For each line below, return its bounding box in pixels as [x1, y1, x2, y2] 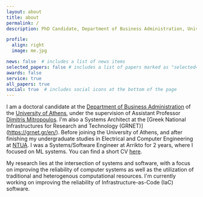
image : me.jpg [11, 48, 47, 54]
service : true [6, 75, 42, 81]
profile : [6, 37, 28, 43]
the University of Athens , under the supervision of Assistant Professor [6, 110, 181, 117]
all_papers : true [6, 81, 50, 87]
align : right [11, 42, 45, 48]
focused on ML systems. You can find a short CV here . [6, 148, 143, 155]
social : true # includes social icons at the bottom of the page [6, 87, 177, 93]
